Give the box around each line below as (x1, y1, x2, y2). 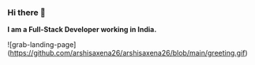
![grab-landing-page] (7, 40, 77, 49)
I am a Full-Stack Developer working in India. (7, 25, 157, 34)
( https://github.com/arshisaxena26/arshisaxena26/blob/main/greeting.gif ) (7, 49, 248, 58)
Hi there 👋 (7, 7, 47, 18)
